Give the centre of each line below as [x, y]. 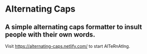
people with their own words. [50, 34]
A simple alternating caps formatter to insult [73, 27]
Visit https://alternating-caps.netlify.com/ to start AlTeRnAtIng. [68, 46]
